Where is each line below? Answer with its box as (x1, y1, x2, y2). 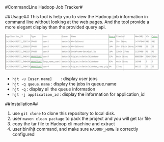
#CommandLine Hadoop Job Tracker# (5, 4, 83, 10)
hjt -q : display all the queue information (12, 86, 96, 92)
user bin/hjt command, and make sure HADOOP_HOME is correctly (12, 126, 138, 132)
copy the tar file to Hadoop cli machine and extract (12, 121, 115, 127)
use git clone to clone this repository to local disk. (12, 111, 115, 116)
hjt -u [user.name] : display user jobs (12, 76, 98, 82)
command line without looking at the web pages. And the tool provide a (5, 19, 150, 25)
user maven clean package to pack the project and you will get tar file (12, 115, 151, 122)
